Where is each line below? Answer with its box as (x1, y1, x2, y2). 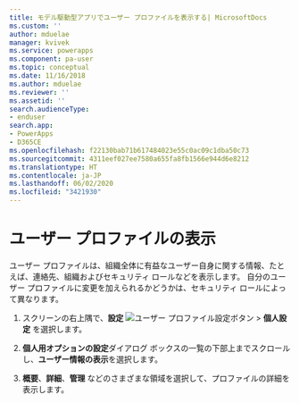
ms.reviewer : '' (9, 88, 70, 97)
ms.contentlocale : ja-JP (9, 171, 102, 180)
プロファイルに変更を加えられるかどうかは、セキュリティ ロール (26, 282, 263, 293)
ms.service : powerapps (9, 46, 94, 55)
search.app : (9, 122, 54, 130)
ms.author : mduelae (9, 80, 82, 88)
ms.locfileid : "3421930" (9, 188, 102, 197)
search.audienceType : (9, 105, 90, 113)
